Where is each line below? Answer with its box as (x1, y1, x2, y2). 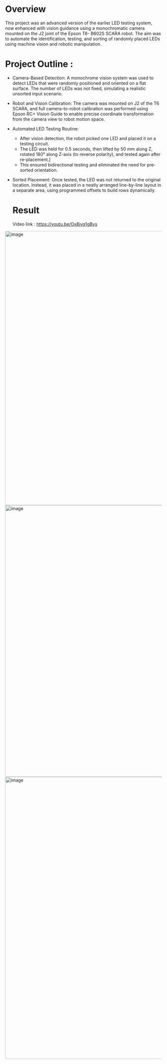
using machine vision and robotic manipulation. (5, 41, 102, 47)
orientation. (34, 167, 58, 173)
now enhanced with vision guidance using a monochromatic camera (5, 25, 145, 31)
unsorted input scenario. (12, 90, 63, 96)
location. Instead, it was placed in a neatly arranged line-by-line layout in (12, 182, 162, 188)
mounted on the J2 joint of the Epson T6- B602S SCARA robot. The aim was (5, 30, 162, 36)
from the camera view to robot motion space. (12, 116, 105, 122)
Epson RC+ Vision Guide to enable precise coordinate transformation (12, 111, 154, 117)
